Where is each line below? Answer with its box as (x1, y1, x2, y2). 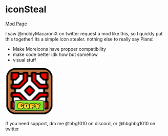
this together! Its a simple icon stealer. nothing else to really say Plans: (5, 36, 154, 42)
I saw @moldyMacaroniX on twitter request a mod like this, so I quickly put (5, 30, 163, 36)
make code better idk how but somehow (12, 51, 98, 57)
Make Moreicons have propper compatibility (12, 46, 107, 52)
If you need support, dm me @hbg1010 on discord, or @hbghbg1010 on (5, 120, 156, 126)
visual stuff (12, 56, 36, 63)
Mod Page (5, 21, 27, 27)
